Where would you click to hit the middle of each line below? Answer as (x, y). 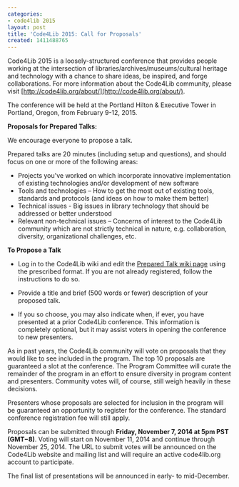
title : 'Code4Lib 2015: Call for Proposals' (75, 34)
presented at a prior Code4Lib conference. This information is (108, 322)
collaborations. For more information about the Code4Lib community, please (119, 84)
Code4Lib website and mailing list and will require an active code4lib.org (114, 455)
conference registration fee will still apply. (69, 418)
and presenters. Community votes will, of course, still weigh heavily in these (119, 381)
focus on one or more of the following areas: (73, 162)
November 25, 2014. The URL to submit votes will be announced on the (112, 447)
